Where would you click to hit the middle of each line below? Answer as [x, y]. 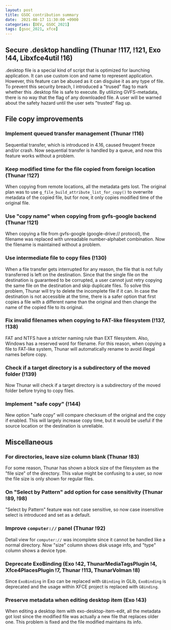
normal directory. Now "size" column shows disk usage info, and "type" [81, 545]
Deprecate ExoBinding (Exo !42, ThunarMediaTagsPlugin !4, [81, 563]
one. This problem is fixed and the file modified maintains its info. [74, 622]
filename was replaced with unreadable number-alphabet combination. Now [85, 239]
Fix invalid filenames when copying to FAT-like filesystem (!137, [85, 320]
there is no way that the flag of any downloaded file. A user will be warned [83, 97]
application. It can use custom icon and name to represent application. [79, 75]
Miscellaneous [29, 442]
